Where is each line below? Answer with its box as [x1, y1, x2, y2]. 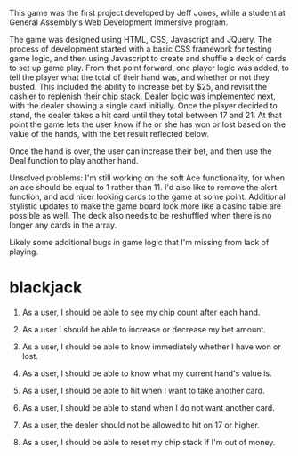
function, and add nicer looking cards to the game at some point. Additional [9, 191, 286, 202]
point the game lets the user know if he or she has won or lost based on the [9, 119, 286, 130]
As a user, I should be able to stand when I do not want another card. [21, 402, 276, 412]
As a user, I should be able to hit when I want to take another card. [21, 385, 265, 396]
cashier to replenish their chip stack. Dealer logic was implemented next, [9, 91, 276, 101]
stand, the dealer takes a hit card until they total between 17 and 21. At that [9, 110, 282, 120]
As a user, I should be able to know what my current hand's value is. [21, 368, 273, 379]
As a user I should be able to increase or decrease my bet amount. [21, 324, 267, 334]
